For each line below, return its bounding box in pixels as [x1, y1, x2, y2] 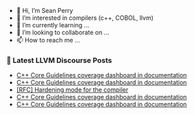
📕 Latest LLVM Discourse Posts [6, 55, 112, 65]
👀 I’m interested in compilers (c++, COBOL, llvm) [16, 14, 154, 22]
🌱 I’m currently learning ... [16, 21, 90, 29]
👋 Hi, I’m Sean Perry [16, 7, 73, 14]
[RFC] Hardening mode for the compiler [16, 86, 129, 94]
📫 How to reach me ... [16, 36, 80, 44]
